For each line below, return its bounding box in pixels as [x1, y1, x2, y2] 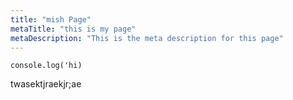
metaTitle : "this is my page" [10, 24, 137, 34]
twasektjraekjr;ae [10, 78, 82, 90]
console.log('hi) [10, 61, 83, 71]
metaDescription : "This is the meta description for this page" [10, 33, 284, 43]
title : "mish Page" [10, 14, 92, 25]
